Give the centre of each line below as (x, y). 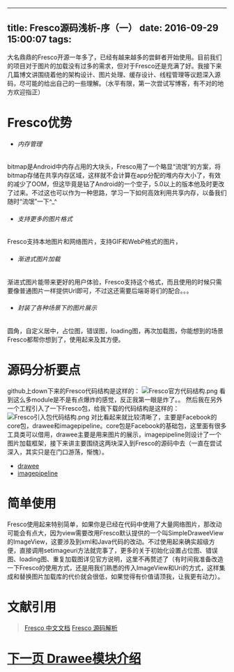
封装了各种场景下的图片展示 (57, 308)
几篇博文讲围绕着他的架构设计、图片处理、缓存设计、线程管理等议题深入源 (114, 75)
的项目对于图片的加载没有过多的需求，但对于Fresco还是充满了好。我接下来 (115, 66)
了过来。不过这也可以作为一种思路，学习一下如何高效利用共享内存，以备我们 (117, 193)
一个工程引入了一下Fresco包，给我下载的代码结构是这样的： (93, 408)
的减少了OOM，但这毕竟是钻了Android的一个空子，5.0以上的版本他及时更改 (116, 184)
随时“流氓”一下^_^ (32, 201)
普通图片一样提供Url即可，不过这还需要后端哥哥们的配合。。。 (106, 291)
